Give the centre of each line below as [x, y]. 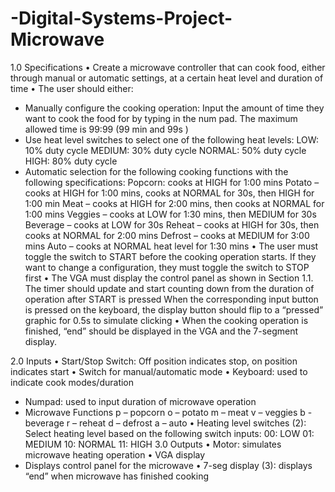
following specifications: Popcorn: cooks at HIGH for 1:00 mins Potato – [172, 182]
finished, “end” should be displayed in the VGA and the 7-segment [161, 331]
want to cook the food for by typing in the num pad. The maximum [161, 118]
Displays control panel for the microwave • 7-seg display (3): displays [168, 465]
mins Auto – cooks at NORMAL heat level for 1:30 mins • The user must [171, 246]
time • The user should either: [72, 88]
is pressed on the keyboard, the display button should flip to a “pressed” [174, 309]
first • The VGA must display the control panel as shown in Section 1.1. [169, 278]
